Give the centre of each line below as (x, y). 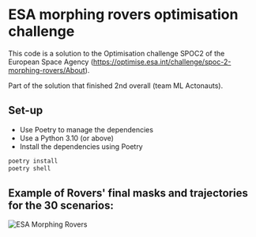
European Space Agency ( (51, 62)
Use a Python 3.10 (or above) (67, 138)
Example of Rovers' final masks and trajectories (128, 193)
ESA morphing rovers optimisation (123, 15)
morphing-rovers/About (47, 70)
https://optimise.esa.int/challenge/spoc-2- (162, 62)
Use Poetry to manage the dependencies (87, 129)
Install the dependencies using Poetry (81, 146)
